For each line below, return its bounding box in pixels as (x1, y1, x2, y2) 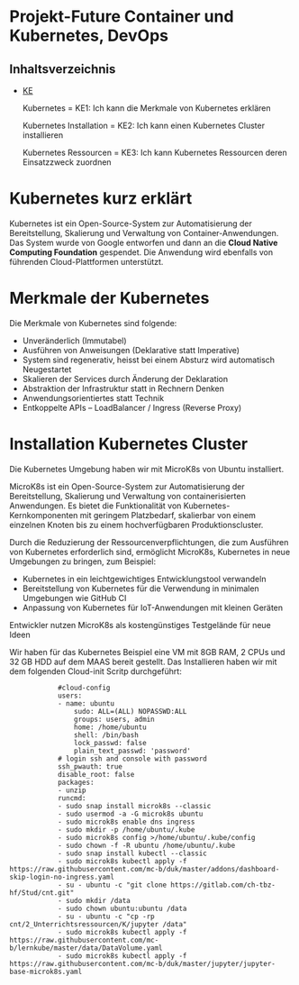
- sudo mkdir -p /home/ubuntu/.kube (57, 825, 195, 835)
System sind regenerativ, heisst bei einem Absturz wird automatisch (22, 354, 276, 365)
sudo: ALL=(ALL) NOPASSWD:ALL (73, 707, 187, 716)
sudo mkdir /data (66, 896, 131, 905)
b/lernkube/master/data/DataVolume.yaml (9, 944, 164, 953)
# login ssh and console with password (57, 754, 207, 763)
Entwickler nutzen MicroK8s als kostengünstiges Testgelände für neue (9, 619, 272, 630)
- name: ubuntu (57, 698, 115, 708)
